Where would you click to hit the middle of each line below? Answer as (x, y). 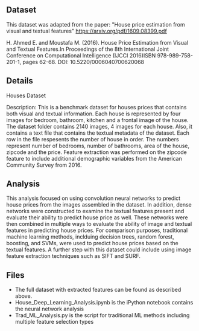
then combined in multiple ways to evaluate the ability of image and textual (99, 224)
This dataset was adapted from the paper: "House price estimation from (96, 24)
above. (24, 296)
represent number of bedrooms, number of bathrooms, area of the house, (98, 146)
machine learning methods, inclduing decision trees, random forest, (90, 237)
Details (20, 81)
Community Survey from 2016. (44, 165)
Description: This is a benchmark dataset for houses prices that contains (96, 107)
